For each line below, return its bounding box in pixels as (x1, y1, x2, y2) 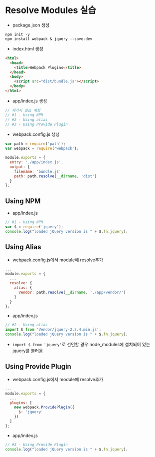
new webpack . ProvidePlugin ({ (14, 405, 75, 410)
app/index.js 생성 (12, 98, 47, 104)
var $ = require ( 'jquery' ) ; (5, 224, 64, 229)
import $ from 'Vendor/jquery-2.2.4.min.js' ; (5, 327, 101, 332)
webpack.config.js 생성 (12, 131, 60, 137)
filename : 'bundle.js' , (14, 169, 64, 174)
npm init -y (5, 32, 30, 37)
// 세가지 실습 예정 (5, 108, 41, 113)
